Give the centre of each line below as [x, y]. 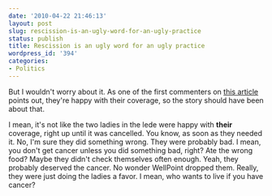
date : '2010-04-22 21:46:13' [58, 16]
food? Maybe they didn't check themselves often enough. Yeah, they [123, 159]
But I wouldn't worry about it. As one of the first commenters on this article [134, 92]
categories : [28, 62]
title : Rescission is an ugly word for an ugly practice [107, 46]
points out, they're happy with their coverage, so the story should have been [136, 100]
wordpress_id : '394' [43, 53]
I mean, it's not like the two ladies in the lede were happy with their [121, 124]
